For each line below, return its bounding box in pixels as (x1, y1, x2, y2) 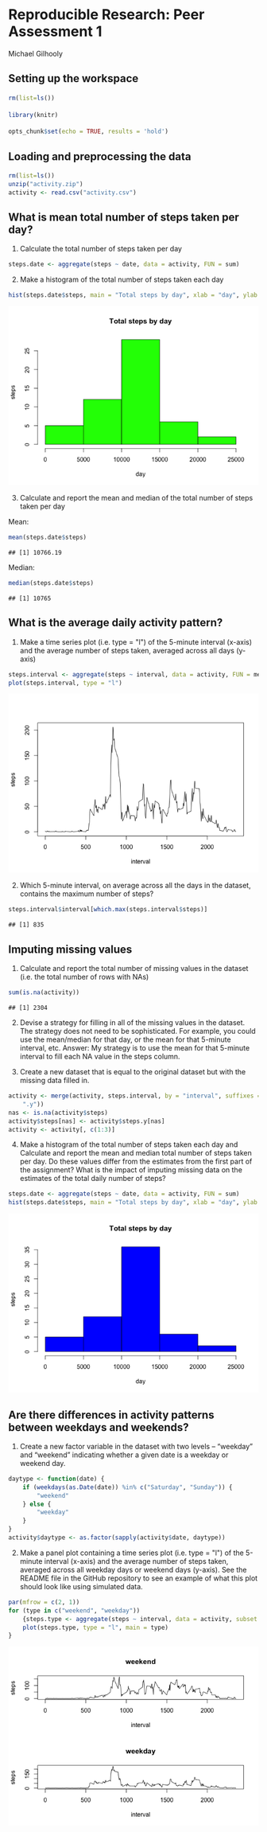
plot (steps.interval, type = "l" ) (8, 679, 123, 687)
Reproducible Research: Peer (8, 6, 205, 24)
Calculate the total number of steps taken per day (19, 244, 183, 254)
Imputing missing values (8, 942, 133, 956)
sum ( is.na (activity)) (8, 988, 80, 996)
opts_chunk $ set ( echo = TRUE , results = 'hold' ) (8, 127, 169, 136)
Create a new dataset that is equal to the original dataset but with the (19, 1067, 246, 1076)
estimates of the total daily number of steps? (19, 1174, 166, 1183)
